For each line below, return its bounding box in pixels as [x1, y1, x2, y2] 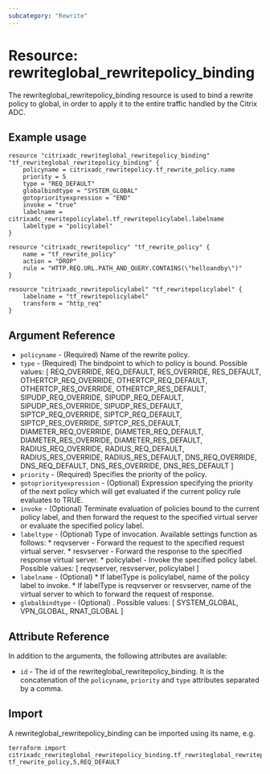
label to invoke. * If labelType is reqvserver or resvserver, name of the [19, 581, 252, 591]
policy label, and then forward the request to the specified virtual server [19, 513, 259, 522]
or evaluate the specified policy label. [19, 521, 145, 531]
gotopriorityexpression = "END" [22, 194, 131, 202]
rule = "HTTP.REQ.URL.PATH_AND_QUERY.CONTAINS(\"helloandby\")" [22, 265, 243, 273]
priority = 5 [22, 173, 67, 181]
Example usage [8, 130, 87, 144]
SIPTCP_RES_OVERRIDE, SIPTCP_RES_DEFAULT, [19, 418, 182, 428]
